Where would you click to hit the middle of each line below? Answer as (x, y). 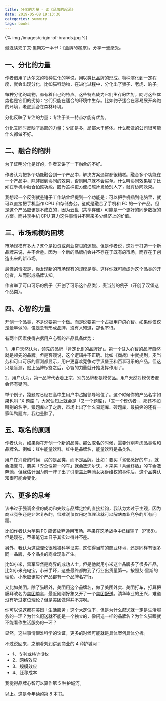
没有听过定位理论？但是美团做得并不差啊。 (48, 600)
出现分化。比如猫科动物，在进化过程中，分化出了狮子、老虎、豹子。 (91, 84)
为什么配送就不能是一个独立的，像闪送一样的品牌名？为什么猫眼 (91, 616)
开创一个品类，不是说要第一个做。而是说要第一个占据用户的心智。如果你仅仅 (83, 322)
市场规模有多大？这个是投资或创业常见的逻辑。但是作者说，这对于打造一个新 (83, 246)
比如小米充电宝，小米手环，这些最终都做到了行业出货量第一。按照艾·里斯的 (82, 571)
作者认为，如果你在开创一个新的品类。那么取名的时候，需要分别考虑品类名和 (83, 443)
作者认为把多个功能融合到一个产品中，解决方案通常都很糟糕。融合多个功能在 (83, 174)
